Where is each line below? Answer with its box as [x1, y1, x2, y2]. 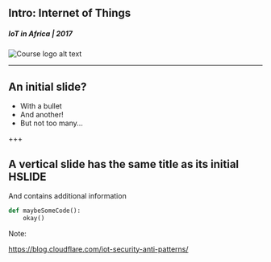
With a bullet [19, 101, 62, 111]
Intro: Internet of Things [8, 6, 131, 20]
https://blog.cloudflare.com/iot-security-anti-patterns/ [8, 244, 189, 254]
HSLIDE [8, 170, 47, 183]
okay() [23, 214, 45, 222]
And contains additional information [8, 190, 127, 200]
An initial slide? [8, 80, 87, 93]
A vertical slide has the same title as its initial [8, 157, 240, 171]
